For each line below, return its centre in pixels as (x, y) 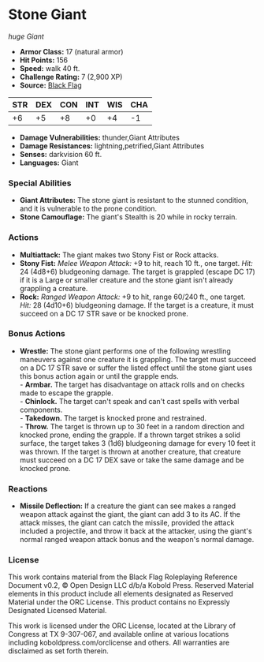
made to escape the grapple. (66, 393)
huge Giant (26, 36)
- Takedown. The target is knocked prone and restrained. (113, 418)
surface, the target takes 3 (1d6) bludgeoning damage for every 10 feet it (138, 443)
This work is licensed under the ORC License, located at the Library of (122, 626)
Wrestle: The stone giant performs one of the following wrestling (125, 351)
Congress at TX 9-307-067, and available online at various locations (119, 634)
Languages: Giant (49, 163)
